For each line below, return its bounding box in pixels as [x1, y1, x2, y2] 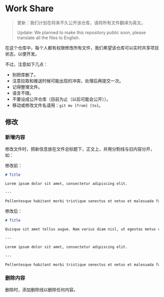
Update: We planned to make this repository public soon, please [17, 29, 146, 35]
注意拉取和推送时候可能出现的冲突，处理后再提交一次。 [12, 78, 123, 84]
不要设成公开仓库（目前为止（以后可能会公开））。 [12, 96, 111, 102]
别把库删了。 [12, 71, 38, 77]
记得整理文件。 [12, 84, 42, 90]
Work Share [5, 3, 54, 14]
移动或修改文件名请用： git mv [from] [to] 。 [12, 102, 103, 108]
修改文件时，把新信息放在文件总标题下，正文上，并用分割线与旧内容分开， [5, 146, 155, 152]
